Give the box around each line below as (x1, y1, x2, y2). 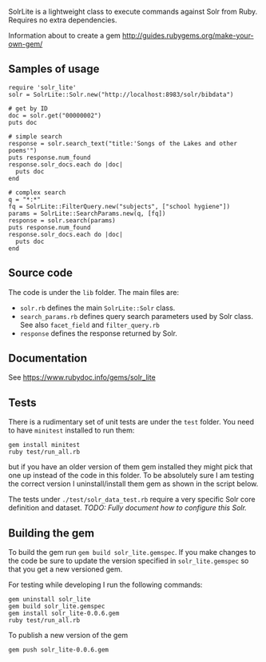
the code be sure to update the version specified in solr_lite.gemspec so (8, 556, 249, 566)
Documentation (8, 352, 88, 365)
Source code (8, 266, 73, 280)
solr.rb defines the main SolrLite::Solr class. (19, 303, 176, 313)
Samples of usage (8, 62, 100, 76)
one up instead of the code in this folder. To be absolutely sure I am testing (8, 471, 255, 481)
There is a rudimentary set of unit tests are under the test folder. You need (8, 417, 254, 427)
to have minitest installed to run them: (8, 425, 135, 435)
